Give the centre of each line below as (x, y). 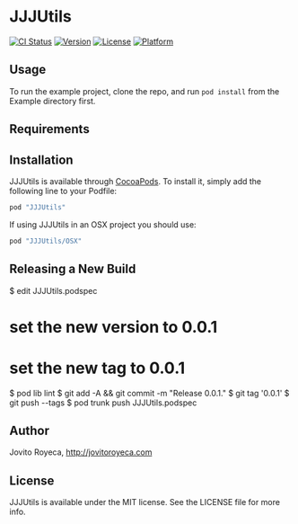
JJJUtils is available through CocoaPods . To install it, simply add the (136, 181)
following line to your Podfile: (63, 191)
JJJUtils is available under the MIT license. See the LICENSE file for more (145, 502)
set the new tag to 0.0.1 (97, 368)
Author (29, 431)
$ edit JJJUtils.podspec (53, 290)
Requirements (49, 129)
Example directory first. (53, 101)
